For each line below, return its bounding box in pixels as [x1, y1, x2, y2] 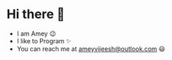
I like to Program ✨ [16, 36, 72, 45]
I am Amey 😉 [16, 29, 56, 38]
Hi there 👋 [6, 6, 65, 22]
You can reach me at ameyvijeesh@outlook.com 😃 [16, 45, 166, 53]
